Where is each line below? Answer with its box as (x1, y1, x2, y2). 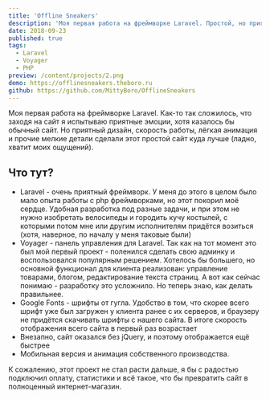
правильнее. (19, 290, 64, 299)
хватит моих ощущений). (8, 142, 94, 153)
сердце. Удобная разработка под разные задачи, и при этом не (19, 204, 239, 214)
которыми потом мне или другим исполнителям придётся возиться (19, 222, 254, 231)
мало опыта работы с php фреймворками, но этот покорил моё (19, 196, 239, 206)
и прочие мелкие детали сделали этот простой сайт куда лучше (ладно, (8, 134, 257, 144)
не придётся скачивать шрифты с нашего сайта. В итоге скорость (19, 315, 247, 325)
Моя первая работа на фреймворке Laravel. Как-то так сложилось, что (8, 108, 252, 118)
